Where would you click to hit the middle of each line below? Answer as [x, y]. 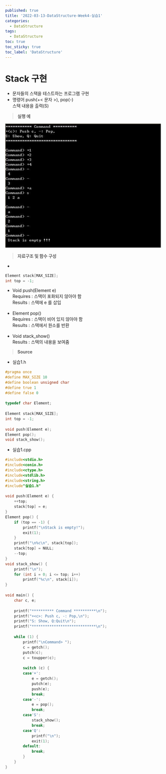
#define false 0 [22, 393]
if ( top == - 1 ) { [32, 522]
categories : [17, 21]
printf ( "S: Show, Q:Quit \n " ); [45, 621]
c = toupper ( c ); [40, 658]
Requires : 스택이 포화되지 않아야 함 [47, 296]
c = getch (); [36, 647]
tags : [11, 31]
